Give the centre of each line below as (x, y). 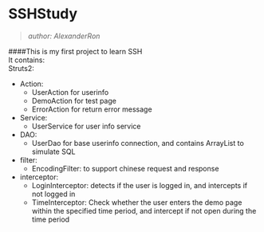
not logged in (53, 194)
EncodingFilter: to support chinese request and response (125, 168)
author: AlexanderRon (64, 36)
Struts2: (21, 68)
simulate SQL (53, 151)
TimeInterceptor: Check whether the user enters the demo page (137, 202)
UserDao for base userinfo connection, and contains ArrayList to (138, 143)
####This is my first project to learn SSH (75, 51)
